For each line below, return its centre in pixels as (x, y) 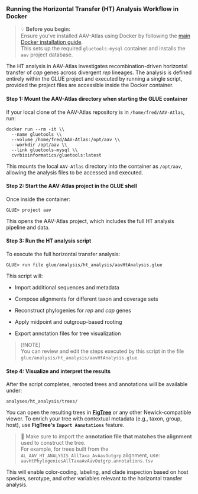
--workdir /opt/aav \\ (39, 145)
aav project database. (47, 55)
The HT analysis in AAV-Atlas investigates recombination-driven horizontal (97, 66)
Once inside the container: (38, 199)
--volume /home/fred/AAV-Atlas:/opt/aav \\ (66, 139)
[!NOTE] (30, 345)
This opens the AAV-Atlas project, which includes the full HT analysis (90, 221)
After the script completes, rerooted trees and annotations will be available (97, 384)
